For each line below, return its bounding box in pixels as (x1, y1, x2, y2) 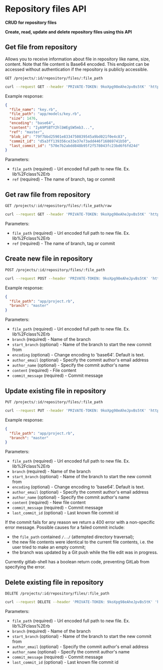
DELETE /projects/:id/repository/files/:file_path (5, 591, 110, 596)
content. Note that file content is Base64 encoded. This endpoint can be (5, 61, 149, 67)
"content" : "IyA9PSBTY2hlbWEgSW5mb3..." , (9, 125, 95, 130)
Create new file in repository (5, 255, 93, 263)
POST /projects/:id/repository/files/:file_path (5, 267, 105, 272)
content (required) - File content (12, 368, 77, 373)
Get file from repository (5, 43, 78, 52)
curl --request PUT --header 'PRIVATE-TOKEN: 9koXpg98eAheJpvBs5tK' (5, 408, 147, 413)
